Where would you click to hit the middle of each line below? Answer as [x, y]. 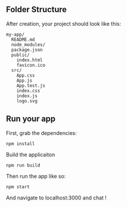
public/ [21, 55]
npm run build [23, 165]
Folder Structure [36, 10]
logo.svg [27, 101]
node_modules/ [28, 44]
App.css [26, 75]
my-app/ [15, 34]
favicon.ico [31, 65]
